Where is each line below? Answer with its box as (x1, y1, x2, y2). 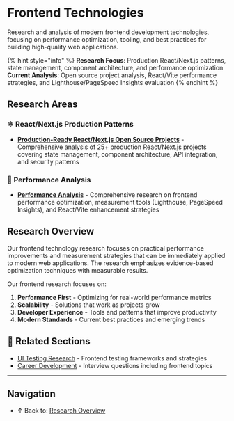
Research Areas (7, 99, 78, 111)
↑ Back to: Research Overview (17, 406, 106, 415)
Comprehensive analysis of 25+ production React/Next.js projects (17, 143, 207, 151)
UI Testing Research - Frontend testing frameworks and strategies (17, 354, 208, 363)
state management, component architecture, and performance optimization (7, 63, 224, 72)
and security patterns (17, 157, 79, 166)
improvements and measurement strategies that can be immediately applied (7, 251, 226, 260)
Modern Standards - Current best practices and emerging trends (17, 315, 205, 324)
